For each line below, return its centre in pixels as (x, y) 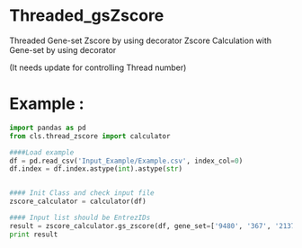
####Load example (42, 152)
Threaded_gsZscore (87, 16)
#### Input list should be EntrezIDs (80, 217)
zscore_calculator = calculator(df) (78, 202)
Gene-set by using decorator (63, 49)
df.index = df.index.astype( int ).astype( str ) (96, 169)
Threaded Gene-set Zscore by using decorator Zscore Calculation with (141, 40)
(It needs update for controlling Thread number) (98, 67)
